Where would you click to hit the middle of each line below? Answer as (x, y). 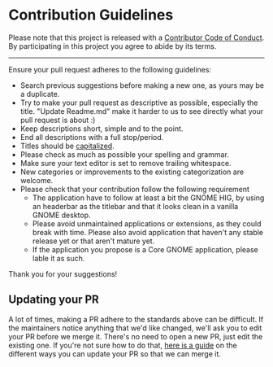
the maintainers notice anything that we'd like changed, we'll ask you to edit (135, 328)
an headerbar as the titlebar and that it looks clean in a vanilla (135, 206)
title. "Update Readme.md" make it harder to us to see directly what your (142, 111)
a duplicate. (40, 94)
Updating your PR (54, 300)
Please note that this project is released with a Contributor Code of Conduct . (136, 37)
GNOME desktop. (61, 215)
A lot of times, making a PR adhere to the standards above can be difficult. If (136, 319)
